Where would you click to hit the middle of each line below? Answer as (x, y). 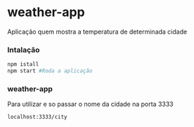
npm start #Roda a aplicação (50, 71)
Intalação (24, 50)
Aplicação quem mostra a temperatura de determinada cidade (97, 32)
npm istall (23, 65)
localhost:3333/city (38, 117)
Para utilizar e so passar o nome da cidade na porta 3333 (90, 104)
